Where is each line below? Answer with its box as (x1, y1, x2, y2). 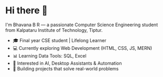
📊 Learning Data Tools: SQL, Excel (12, 52, 87, 59)
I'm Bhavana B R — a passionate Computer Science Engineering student (5, 22, 158, 28)
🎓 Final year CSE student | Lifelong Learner (12, 37, 107, 43)
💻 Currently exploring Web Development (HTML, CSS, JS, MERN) (12, 45, 152, 51)
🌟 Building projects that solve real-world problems (12, 65, 119, 71)
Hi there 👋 (5, 5, 48, 16)
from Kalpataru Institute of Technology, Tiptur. (5, 27, 103, 33)
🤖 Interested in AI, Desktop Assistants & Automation (12, 60, 122, 66)
